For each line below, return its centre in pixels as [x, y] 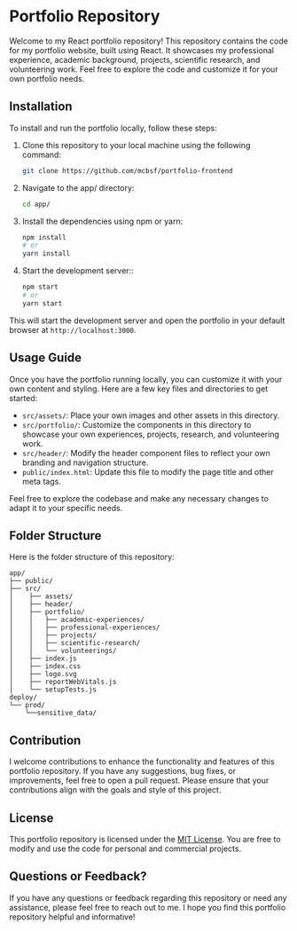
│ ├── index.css [45, 667]
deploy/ [23, 698]
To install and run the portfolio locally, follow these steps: [113, 128]
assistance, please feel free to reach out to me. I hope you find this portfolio [148, 907]
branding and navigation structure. [85, 462]
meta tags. [42, 481]
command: [42, 154]
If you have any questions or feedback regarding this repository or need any [148, 897]
